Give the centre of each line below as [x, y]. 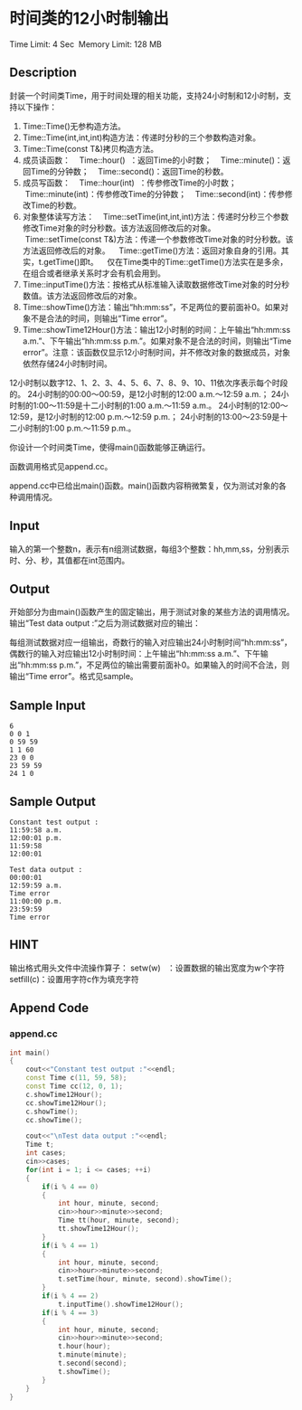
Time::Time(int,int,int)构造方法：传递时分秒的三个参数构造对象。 [142, 137]
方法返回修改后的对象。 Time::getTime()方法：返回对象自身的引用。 [152, 251]
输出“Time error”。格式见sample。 [74, 677]
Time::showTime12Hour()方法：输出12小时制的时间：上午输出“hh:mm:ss [156, 329]
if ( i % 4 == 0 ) [71, 1187]
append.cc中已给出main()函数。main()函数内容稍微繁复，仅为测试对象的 [144, 486]
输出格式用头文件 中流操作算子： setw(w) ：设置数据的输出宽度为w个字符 [147, 968]
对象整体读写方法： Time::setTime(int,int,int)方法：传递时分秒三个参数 [156, 216]
